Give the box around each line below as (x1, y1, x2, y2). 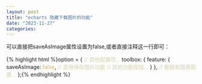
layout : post (6, 8, 39, 15)
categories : (6, 25, 36, 32)
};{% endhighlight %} (18, 71, 71, 79)
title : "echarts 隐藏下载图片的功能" (6, 15, 93, 21)
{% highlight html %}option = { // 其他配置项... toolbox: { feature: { (6, 56, 171, 63)
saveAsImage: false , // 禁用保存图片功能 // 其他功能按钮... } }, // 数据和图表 (6, 63, 191, 71)
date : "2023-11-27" (6, 20, 56, 26)
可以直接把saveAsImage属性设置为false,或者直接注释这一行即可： (6, 43, 170, 50)
